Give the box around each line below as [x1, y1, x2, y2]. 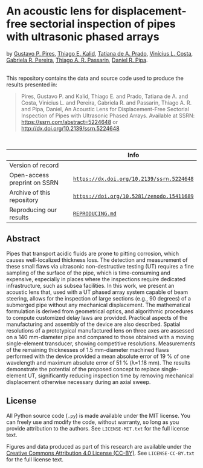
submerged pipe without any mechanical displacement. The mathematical [6, 301, 190, 308]
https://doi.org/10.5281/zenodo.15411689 [72, 192, 194, 200]
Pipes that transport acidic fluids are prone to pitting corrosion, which [6, 250, 179, 257]
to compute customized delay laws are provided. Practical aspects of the [6, 314, 188, 321]
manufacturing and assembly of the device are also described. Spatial [6, 320, 181, 328]
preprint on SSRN [9, 178, 59, 187]
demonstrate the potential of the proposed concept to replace [6, 365, 160, 372]
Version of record [9, 161, 59, 169]
